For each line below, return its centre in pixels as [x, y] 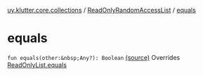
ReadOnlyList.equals [37, 65]
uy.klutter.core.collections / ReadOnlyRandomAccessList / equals [102, 10]
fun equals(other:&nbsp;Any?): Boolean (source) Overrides [94, 57]
